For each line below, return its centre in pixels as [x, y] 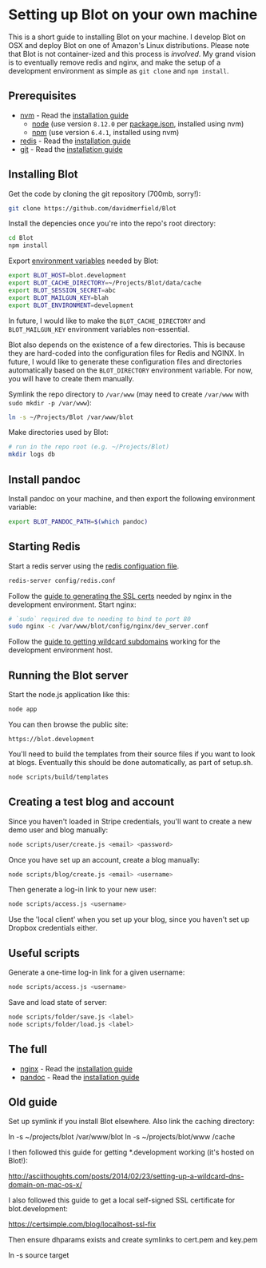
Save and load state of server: [58, 1002]
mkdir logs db [32, 455]
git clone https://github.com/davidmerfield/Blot [93, 208]
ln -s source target [39, 1255]
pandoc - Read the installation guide [79, 1077]
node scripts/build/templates [59, 777]
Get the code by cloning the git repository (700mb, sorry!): [105, 193]
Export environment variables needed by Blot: [83, 261]
